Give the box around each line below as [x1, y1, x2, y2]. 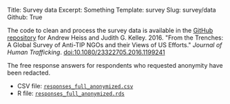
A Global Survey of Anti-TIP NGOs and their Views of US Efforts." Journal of [7, 41, 222, 49]
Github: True [7, 13, 43, 21]
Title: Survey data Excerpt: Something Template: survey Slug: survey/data [7, 6, 216, 14]
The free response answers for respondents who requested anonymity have [7, 62, 223, 69]
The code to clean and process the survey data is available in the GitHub [7, 27, 213, 34]
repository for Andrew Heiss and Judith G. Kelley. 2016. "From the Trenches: [7, 34, 224, 42]
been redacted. [7, 68, 50, 77]
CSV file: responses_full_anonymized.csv [17, 82, 134, 90]
